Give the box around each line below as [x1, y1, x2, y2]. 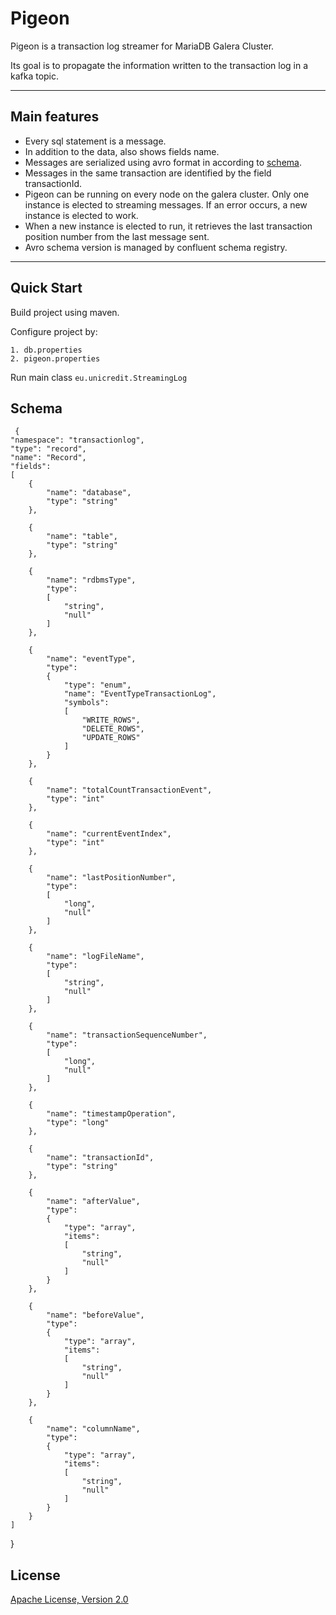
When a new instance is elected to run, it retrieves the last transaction [24, 220, 313, 232]
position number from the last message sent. [24, 230, 210, 242]
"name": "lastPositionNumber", [46, 873, 177, 883]
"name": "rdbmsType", [46, 575, 137, 586]
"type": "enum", [63, 680, 132, 691]
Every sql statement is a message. [24, 135, 167, 147]
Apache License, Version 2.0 [10, 1593, 129, 1606]
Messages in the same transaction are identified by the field [24, 167, 272, 179]
